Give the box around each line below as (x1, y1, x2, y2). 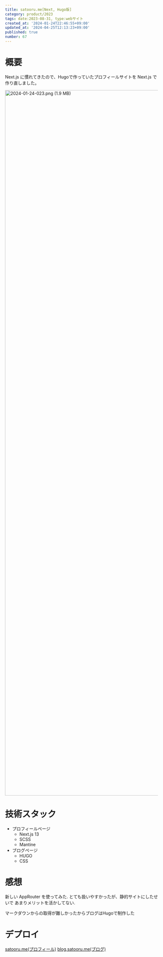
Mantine (19, 841, 36, 847)
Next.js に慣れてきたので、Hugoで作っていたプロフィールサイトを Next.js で (5, 74, 157, 80)
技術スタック (5, 809, 57, 819)
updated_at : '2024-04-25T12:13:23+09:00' (5, 25, 90, 30)
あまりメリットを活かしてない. (14, 899, 76, 905)
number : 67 (5, 35, 27, 40)
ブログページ (12, 847, 38, 853)
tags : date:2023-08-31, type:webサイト (5, 16, 83, 21)
